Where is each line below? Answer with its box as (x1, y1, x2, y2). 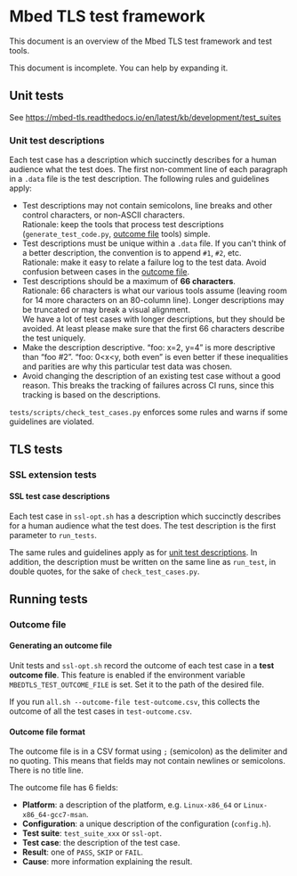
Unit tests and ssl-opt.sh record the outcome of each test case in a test (9, 660, 275, 671)
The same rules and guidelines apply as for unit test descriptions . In (9, 546, 258, 558)
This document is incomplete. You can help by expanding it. (9, 62, 229, 73)
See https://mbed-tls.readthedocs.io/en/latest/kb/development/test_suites (9, 111, 282, 122)
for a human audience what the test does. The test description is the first (9, 520, 277, 531)
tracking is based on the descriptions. (21, 389, 161, 400)
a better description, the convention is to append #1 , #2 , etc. (21, 248, 242, 258)
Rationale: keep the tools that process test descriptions (21, 219, 224, 230)
